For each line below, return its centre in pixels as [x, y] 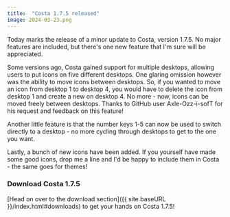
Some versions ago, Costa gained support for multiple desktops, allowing [111, 67]
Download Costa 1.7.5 [44, 184]
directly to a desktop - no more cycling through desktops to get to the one [112, 131]
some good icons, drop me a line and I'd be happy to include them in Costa [113, 159]
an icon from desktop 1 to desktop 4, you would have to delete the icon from [115, 89]
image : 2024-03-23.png [39, 20]
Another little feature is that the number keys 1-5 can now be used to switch [114, 124]
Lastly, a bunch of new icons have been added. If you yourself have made [112, 152]
